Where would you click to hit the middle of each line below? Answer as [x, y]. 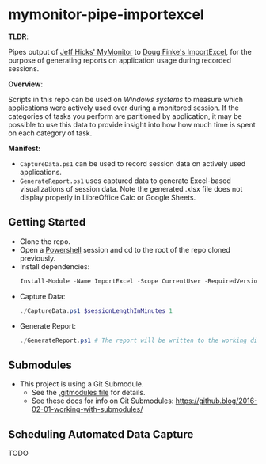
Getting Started [47, 222]
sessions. [24, 68]
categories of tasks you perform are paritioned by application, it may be [125, 116]
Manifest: [25, 148]
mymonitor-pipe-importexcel [106, 15]
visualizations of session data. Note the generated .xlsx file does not [131, 188]
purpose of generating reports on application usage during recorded [120, 60]
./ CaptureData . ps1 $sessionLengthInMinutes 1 [96, 310]
